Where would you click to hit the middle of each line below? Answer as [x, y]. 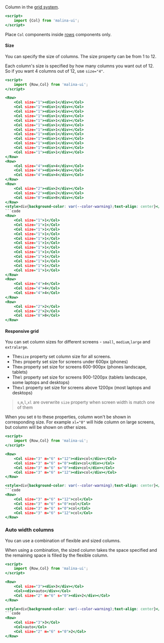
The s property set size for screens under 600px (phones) [70, 362]
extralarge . [17, 347]
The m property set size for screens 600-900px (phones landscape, [79, 367]
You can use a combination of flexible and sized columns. [63, 541]
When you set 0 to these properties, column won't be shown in [68, 417]
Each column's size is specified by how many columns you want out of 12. [80, 66]
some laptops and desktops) [41, 382]
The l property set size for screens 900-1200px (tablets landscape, [80, 377]
